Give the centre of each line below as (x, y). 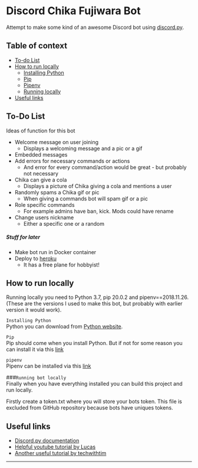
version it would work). (34, 310)
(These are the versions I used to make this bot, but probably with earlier (94, 304)
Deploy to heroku (36, 258)
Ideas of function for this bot (41, 131)
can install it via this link (35, 349)
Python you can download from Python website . (65, 327)
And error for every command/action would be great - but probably (105, 167)
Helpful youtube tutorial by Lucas (55, 447)
